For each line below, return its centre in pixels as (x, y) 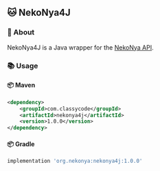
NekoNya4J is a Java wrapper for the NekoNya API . (81, 47)
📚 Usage (23, 66)
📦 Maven (21, 85)
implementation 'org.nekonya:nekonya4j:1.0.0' (75, 161)
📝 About (21, 32)
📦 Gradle (21, 144)
